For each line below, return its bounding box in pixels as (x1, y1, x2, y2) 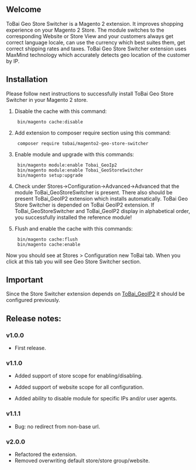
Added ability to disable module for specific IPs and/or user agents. (14, 395, 177, 402)
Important (6, 275, 43, 285)
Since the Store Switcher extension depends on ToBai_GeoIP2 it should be (6, 290, 185, 297)
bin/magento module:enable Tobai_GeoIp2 (17, 162, 118, 168)
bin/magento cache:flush (17, 236, 78, 242)
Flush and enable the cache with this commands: (14, 225, 133, 232)
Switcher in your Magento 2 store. (6, 96, 88, 103)
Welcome (6, 5, 42, 15)
